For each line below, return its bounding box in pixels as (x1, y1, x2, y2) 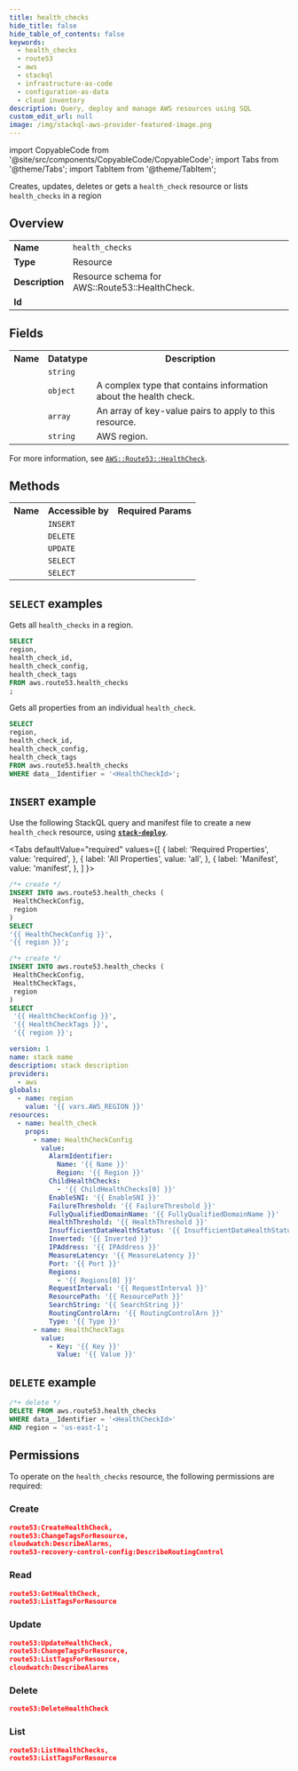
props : (25, 1127, 50, 1136)
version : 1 (9, 1045, 50, 1054)
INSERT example (9, 794, 97, 809)
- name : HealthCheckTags (32, 1325, 125, 1334)
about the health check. (96, 390, 195, 403)
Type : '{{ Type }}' (48, 1317, 122, 1326)
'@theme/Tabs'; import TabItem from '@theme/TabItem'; (9, 164, 216, 174)
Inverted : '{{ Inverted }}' (48, 1234, 153, 1244)
